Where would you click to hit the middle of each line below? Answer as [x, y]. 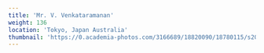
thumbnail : [26, 37]
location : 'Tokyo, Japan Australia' [68, 30]
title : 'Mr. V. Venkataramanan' [61, 15]
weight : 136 [27, 23]
